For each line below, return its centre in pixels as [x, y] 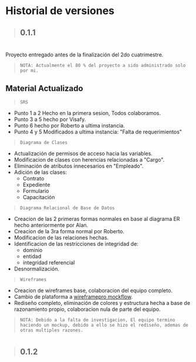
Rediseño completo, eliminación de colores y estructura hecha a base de [102, 303]
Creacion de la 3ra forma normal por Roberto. [69, 231]
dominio [33, 250]
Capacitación [39, 197]
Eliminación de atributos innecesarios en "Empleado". [79, 166]
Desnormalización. [37, 269]
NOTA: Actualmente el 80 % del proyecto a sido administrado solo [103, 65]
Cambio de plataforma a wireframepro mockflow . [73, 296]
